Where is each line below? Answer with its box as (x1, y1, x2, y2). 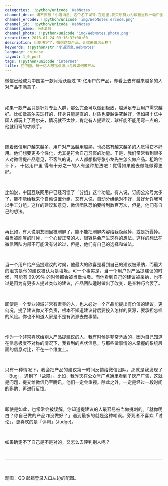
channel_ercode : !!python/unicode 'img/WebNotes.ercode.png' (5, 17, 135, 22)
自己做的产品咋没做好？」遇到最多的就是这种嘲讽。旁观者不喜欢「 (18, 413, 158, 419)
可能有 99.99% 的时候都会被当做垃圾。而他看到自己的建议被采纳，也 (14, 274, 158, 280)
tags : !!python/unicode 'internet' (5, 59, 79, 64)
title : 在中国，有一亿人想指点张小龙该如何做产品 (5, 63, 95, 68)
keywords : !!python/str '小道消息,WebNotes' (5, 45, 96, 50)
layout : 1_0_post (5, 54, 41, 59)
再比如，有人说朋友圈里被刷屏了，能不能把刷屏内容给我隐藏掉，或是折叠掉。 (5, 229, 163, 235)
